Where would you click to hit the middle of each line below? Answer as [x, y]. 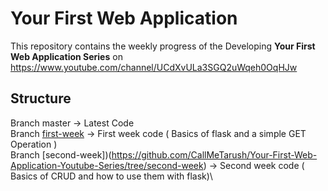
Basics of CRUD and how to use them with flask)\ [111, 176]
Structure [41, 98]
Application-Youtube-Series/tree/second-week [107, 165]
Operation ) [34, 144]
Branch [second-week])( [61, 154]
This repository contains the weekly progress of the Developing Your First [163, 46]
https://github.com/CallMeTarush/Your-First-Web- [214, 154]
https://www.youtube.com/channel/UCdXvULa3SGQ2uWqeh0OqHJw [154, 67]
